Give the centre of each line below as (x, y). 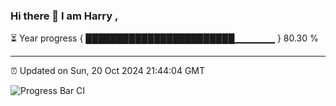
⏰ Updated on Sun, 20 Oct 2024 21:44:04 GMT (108, 71)
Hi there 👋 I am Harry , (64, 16)
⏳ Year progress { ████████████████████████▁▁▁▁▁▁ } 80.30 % (164, 38)
